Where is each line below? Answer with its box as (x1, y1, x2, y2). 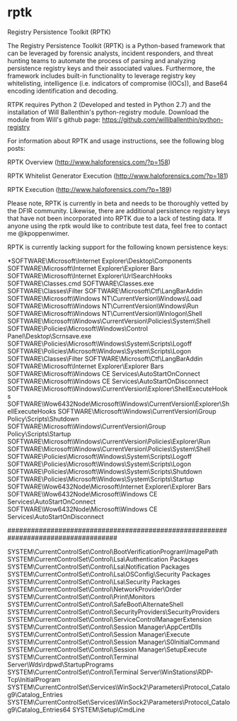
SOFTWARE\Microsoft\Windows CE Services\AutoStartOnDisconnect (7, 377, 209, 385)
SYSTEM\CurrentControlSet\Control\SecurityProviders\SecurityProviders (7, 607, 220, 616)
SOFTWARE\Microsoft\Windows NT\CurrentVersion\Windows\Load (7, 294, 202, 302)
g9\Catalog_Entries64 (7, 705, 71, 714)
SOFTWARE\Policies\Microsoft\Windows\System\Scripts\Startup (7, 475, 195, 483)
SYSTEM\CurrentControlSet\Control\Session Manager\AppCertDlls (7, 623, 202, 631)
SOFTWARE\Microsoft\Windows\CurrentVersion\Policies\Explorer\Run (7, 437, 211, 445)
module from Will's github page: (7, 115, 101, 124)
